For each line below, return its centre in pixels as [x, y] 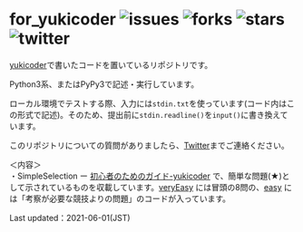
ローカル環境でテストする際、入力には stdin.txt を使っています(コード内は [148, 103]
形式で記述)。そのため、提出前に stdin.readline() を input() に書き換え [149, 114]
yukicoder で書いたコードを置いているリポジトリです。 [111, 64]
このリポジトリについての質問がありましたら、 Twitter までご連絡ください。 [150, 145]
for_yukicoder [63, 19]
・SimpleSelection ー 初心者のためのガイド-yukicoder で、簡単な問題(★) [146, 176]
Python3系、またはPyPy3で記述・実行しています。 [104, 84]
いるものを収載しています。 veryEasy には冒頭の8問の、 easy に [175, 187]
